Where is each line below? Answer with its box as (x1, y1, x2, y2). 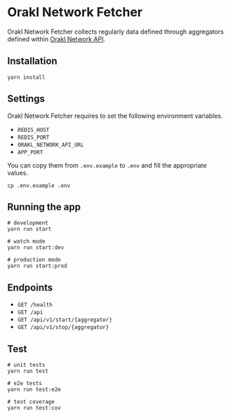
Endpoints (7, 281, 53, 293)
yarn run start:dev (7, 244, 65, 251)
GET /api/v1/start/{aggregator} (17, 316, 112, 323)
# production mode (7, 257, 61, 264)
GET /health (17, 302, 53, 309)
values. (7, 168, 28, 177)
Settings (7, 93, 46, 105)
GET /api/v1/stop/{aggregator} (17, 324, 110, 331)
